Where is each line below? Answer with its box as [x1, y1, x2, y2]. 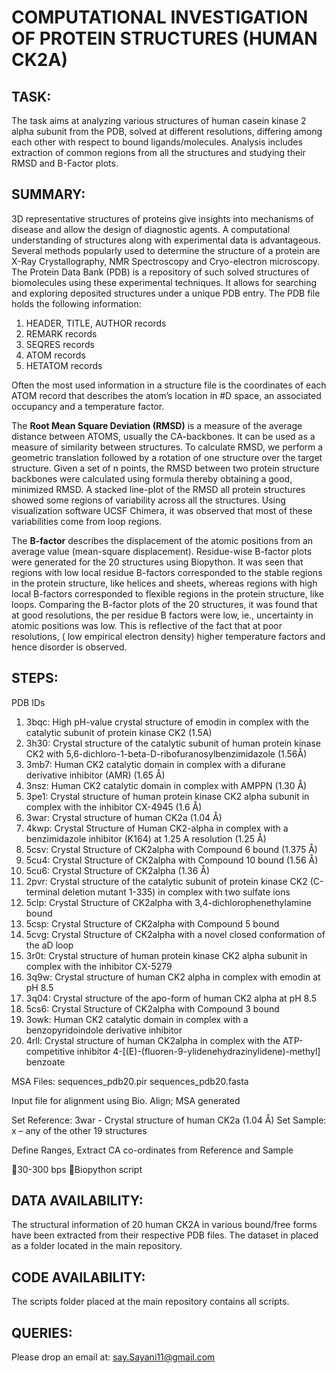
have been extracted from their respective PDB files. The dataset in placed [11, 1229, 319, 1241]
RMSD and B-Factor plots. [11, 157, 119, 169]
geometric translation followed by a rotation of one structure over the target [11, 451, 323, 463]
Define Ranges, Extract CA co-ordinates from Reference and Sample [11, 1144, 294, 1156]
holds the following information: [11, 297, 142, 310]
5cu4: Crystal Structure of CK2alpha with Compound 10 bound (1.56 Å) [25, 854, 319, 866]
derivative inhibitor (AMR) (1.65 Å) [25, 769, 166, 781]
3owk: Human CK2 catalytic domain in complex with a [25, 1013, 249, 1025]
